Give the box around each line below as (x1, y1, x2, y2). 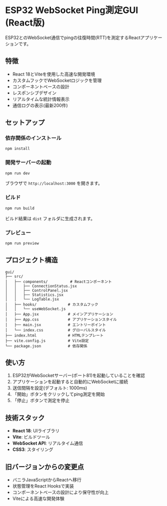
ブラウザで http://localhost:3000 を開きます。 (5, 180, 102, 186)
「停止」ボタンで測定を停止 (12, 397, 70, 403)
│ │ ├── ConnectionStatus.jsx (5, 283, 77, 288)
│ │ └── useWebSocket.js (5, 306, 66, 311)
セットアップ (5, 118, 45, 127)
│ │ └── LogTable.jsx (5, 296, 59, 301)
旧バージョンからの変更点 (5, 462, 84, 471)
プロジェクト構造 (5, 256, 58, 264)
